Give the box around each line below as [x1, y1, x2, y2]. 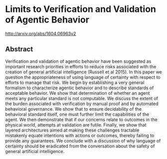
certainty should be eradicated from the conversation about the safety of [5, 143, 155, 149]
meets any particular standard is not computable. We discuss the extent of [5, 95, 159, 101]
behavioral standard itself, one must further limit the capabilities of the [5, 111, 150, 117]
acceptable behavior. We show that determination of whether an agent [5, 90, 150, 96]
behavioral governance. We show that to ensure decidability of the [5, 106, 142, 112]
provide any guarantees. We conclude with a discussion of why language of [5, 138, 161, 144]
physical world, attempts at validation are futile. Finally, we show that [5, 122, 147, 128]
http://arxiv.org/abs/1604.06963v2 [5, 30, 76, 36]
